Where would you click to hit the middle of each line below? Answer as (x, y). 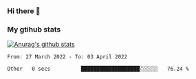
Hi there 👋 (24, 11)
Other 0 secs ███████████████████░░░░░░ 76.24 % (98, 69)
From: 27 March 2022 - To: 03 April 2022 (67, 57)
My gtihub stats (34, 29)
